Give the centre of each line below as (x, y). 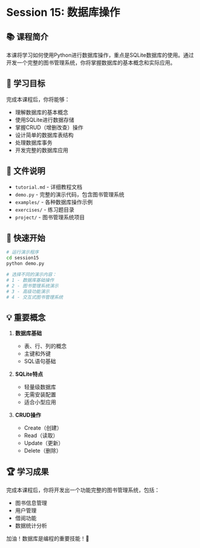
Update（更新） (44, 443)
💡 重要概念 (26, 317)
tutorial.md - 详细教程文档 (49, 187)
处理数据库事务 (34, 142)
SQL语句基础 (40, 361)
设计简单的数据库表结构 (44, 135)
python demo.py (25, 264)
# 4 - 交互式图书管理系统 (35, 297)
